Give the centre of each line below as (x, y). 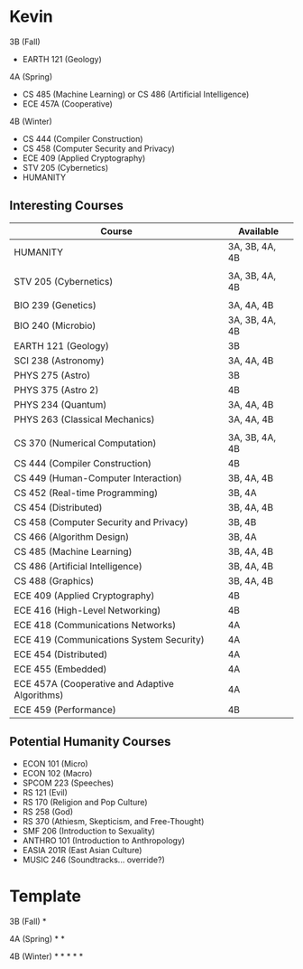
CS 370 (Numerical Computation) (85, 443)
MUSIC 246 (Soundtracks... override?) (93, 860)
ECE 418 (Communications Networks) (95, 625)
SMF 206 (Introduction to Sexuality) (89, 831)
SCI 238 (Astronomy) (60, 361)
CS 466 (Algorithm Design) (72, 537)
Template (45, 896)
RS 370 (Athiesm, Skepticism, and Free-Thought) (113, 821)
